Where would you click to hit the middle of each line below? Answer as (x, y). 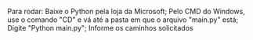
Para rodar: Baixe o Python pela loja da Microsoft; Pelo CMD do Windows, (127, 11)
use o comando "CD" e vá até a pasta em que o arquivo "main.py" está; (123, 20)
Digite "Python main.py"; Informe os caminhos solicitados (100, 28)
